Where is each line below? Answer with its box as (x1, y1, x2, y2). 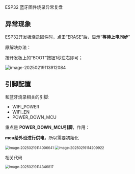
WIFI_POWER (12, 103, 40, 109)
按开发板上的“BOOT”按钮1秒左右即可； (5, 54, 83, 60)
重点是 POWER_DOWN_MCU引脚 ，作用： (5, 124, 90, 130)
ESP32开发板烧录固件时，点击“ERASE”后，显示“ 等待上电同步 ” (5, 34, 130, 40)
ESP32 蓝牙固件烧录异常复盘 (5, 4, 63, 10)
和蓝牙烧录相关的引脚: (5, 94, 50, 99)
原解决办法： (5, 44, 31, 50)
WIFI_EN (12, 109, 30, 115)
